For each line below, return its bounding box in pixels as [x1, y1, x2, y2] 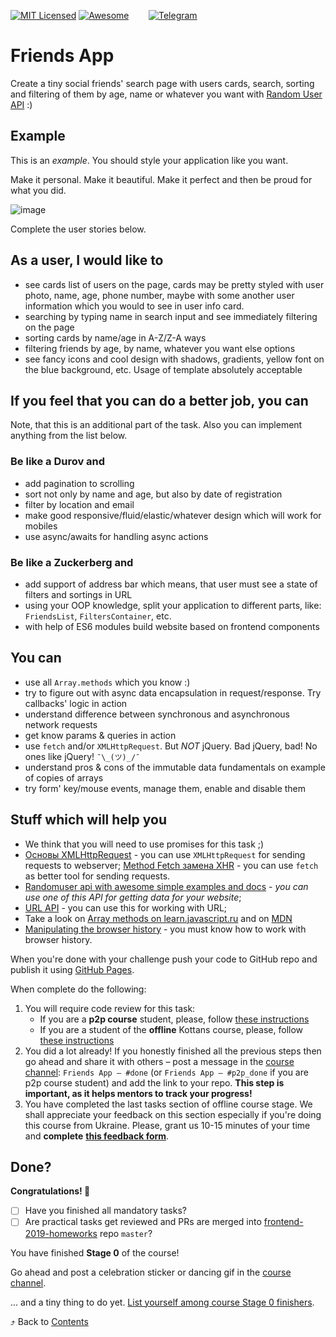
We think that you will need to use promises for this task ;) [24, 838, 265, 850]
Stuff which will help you [10, 811, 167, 829]
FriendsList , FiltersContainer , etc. [24, 610, 172, 622]
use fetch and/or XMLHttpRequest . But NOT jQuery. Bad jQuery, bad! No [24, 740, 318, 752]
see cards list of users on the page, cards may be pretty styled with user [24, 278, 325, 290]
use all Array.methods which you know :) [24, 676, 191, 688]
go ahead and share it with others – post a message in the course [24, 1055, 295, 1067]
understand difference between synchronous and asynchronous [24, 708, 290, 720]
